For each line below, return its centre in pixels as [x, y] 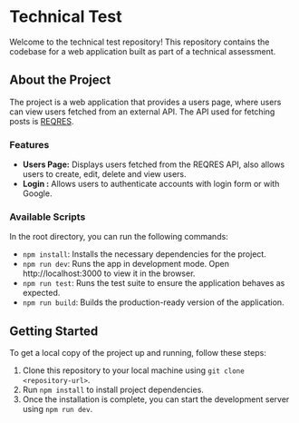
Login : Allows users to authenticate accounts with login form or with [151, 184]
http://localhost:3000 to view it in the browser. [109, 273]
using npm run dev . [58, 409]
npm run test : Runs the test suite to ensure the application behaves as [154, 283]
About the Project [60, 80]
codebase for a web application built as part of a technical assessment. [143, 51]
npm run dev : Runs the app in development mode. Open [125, 264]
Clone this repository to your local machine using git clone [133, 370]
